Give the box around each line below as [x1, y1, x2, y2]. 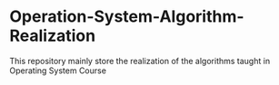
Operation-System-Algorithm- [9, 6, 244, 27]
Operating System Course [9, 65, 107, 76]
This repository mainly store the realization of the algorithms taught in [9, 55, 271, 66]
